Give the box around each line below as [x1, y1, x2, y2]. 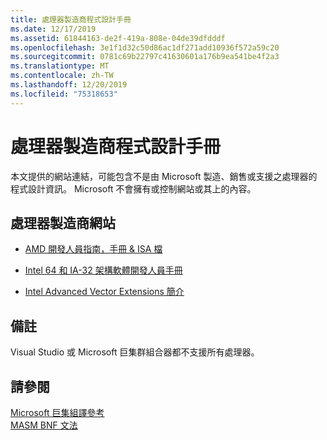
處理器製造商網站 [10, 214, 116, 231]
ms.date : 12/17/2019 [10, 24, 97, 34]
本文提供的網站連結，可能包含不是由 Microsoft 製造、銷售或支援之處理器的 [10, 170, 318, 182]
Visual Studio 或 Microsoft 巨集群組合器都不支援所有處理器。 [10, 346, 260, 358]
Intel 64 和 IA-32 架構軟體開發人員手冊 [24, 264, 183, 276]
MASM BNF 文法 [10, 419, 78, 431]
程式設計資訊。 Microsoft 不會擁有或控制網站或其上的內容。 [10, 182, 257, 195]
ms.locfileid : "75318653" [10, 89, 118, 99]
